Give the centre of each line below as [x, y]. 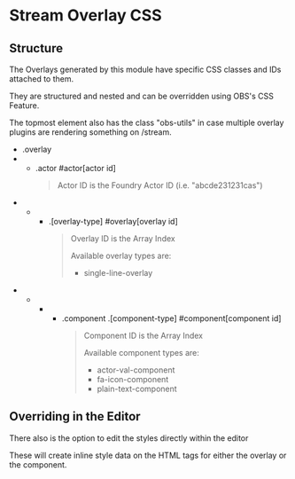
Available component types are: [141, 353]
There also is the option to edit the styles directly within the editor [129, 438]
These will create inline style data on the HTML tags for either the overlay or [148, 455]
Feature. [24, 106]
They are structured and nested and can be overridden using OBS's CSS [142, 96]
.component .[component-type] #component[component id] [171, 318]
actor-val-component [136, 370]
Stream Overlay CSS [85, 16]
